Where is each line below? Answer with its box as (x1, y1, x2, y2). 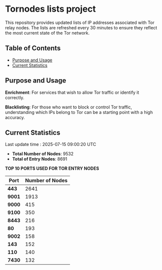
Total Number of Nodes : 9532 (12, 151, 74, 157)
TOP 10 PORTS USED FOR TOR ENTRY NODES (5, 166, 99, 171)
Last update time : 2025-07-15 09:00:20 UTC (5, 142, 96, 147)
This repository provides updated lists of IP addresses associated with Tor (5, 20, 155, 25)
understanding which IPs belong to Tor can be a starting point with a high (5, 109, 153, 115)
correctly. (5, 94, 24, 101)
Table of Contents (5, 44, 61, 52)
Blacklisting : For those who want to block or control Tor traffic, (5, 104, 132, 110)
